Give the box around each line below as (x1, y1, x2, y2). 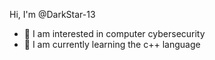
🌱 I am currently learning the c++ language (23, 39, 201, 50)
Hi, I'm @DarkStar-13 (9, 9, 96, 20)
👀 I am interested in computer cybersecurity (23, 28, 206, 39)
